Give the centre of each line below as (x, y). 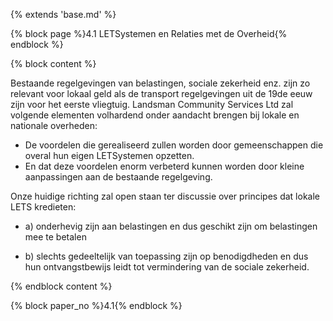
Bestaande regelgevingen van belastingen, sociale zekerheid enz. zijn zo (160, 83)
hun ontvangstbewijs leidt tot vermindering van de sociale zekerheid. (167, 267)
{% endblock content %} (61, 286)
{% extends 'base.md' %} (63, 14)
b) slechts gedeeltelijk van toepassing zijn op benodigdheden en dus (166, 256)
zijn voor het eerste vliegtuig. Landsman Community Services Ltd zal (152, 104)
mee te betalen (55, 237)
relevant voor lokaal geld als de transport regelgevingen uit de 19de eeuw (161, 93)
